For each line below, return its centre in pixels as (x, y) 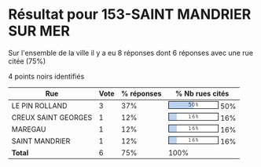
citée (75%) (27, 61)
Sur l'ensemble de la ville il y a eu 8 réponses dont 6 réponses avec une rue (131, 53)
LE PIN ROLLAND (39, 105)
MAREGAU (29, 129)
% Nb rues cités (202, 94)
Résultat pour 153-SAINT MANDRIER (130, 15)
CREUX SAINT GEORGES (52, 117)
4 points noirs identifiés (46, 76)
